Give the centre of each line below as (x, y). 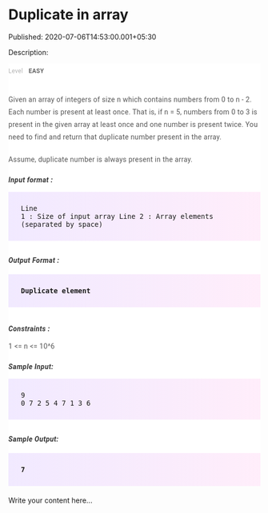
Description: (28, 52)
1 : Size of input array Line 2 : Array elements (117, 216)
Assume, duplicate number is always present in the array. (101, 159)
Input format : (31, 180)
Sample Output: (34, 439)
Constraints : (29, 328)
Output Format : (34, 260)
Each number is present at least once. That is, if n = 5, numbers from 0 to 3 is (133, 112)
